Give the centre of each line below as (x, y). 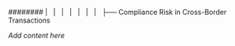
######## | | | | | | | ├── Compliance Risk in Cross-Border (117, 12)
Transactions (29, 20)
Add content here (37, 35)
